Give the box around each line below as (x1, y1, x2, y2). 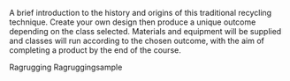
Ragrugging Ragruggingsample (9, 62, 123, 72)
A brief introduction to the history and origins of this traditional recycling (9, 8, 272, 18)
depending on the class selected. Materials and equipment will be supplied (9, 26, 282, 36)
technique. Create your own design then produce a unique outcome (9, 17, 256, 27)
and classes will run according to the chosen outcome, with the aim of (9, 35, 265, 46)
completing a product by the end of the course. (9, 45, 181, 55)
